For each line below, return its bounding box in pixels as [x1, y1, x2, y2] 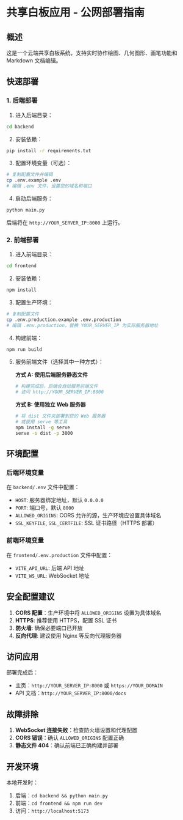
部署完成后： [6, 669, 38, 676]
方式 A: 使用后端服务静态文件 [15, 371, 88, 379]
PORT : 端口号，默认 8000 [15, 504, 74, 511]
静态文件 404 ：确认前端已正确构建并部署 [15, 742, 119, 749]
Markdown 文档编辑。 [6, 57, 62, 64]
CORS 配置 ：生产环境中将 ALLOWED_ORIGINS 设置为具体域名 [15, 609, 162, 616]
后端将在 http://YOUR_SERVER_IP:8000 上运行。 [6, 218, 124, 226]
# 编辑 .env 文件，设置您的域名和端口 [6, 183, 92, 190]
